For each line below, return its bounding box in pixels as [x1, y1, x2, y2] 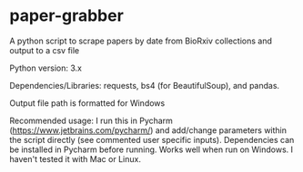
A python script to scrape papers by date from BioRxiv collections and [9, 35, 273, 46]
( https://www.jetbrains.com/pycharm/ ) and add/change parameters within [9, 124, 287, 136]
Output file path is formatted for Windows [9, 97, 166, 109]
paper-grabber [9, 5, 125, 26]
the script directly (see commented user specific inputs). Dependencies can [9, 134, 295, 145]
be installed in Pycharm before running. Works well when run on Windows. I [9, 144, 294, 155]
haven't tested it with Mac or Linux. [9, 153, 141, 164]
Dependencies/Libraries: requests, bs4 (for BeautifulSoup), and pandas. [9, 80, 280, 91]
